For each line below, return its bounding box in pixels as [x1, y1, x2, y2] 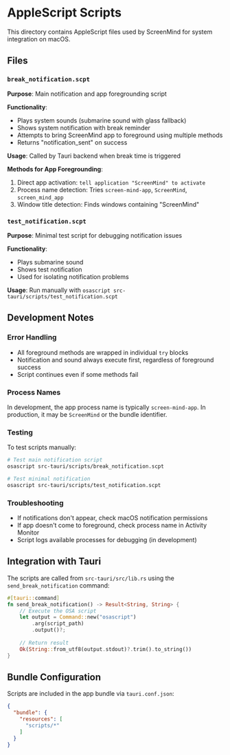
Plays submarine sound [16, 258, 84, 266]
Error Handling [7, 333, 57, 342]
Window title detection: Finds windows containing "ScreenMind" [16, 200, 200, 208]
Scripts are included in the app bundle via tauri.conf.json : [7, 690, 174, 698]
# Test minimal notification [7, 475, 91, 482]
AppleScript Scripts [7, 5, 122, 21]
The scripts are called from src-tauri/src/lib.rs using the [7, 574, 175, 582]
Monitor [16, 528, 40, 537]
